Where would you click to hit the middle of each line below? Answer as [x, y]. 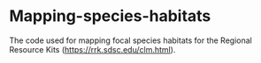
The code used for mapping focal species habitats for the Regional [130, 40]
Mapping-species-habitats [110, 16]
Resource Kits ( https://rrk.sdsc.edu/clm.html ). [92, 49]
